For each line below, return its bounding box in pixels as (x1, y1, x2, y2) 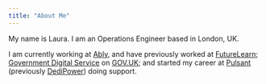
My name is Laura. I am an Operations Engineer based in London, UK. (8, 34, 239, 43)
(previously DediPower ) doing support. (8, 66, 137, 76)
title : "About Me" (8, 11, 70, 20)
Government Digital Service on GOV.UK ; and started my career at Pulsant (8, 58, 251, 67)
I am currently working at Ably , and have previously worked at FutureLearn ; (8, 49, 259, 58)
